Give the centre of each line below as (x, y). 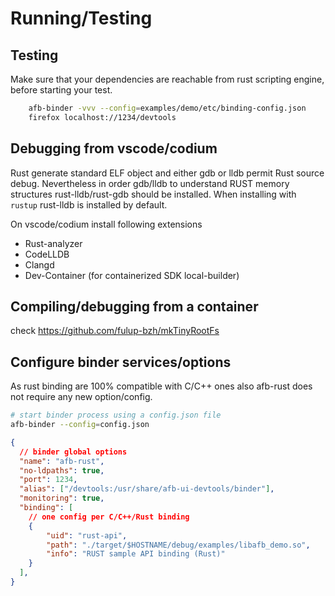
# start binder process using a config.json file (116, 415)
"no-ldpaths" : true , (62, 470)
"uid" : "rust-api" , (87, 535)
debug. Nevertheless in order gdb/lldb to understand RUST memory (150, 183)
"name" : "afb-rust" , (62, 461)
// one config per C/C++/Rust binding (109, 517)
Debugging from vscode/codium (114, 148)
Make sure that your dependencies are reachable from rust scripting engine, (167, 79)
